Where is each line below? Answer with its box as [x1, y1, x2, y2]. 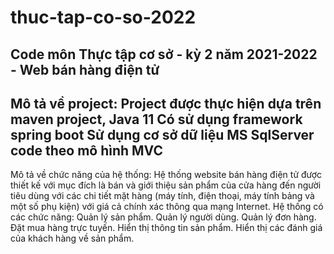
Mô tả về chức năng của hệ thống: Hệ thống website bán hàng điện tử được [10, 169, 323, 181]
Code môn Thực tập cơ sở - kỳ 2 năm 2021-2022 [10, 46, 318, 63]
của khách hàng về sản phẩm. [10, 232, 135, 245]
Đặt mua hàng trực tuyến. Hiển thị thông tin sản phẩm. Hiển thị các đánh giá [10, 222, 323, 234]
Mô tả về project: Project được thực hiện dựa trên [10, 95, 322, 112]
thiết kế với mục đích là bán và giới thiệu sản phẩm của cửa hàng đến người [10, 179, 322, 191]
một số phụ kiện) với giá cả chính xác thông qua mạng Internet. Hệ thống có [10, 201, 324, 213]
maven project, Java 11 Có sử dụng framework [10, 111, 303, 128]
